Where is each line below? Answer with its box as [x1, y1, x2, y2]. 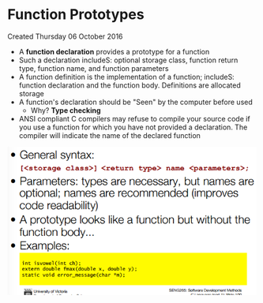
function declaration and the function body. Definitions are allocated [18, 80, 242, 90]
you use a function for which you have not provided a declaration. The [18, 122, 248, 132]
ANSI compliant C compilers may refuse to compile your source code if [18, 114, 250, 123]
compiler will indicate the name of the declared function [18, 130, 201, 140]
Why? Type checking [30, 105, 101, 115]
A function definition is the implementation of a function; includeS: [18, 72, 235, 81]
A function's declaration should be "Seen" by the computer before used [18, 97, 254, 107]
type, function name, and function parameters [18, 63, 169, 73]
